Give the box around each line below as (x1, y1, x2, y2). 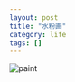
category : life (9, 30, 67, 39)
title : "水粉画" (9, 22, 67, 31)
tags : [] (9, 38, 42, 48)
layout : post (9, 13, 59, 23)
